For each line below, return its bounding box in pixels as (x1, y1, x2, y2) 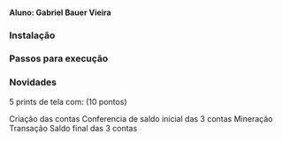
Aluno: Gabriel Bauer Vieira (9, 7, 112, 18)
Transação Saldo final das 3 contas (9, 123, 138, 133)
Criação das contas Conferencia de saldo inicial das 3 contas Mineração (9, 113, 273, 123)
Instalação (9, 29, 56, 41)
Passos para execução (9, 53, 109, 65)
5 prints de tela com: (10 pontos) (9, 96, 127, 107)
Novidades (9, 76, 57, 88)
